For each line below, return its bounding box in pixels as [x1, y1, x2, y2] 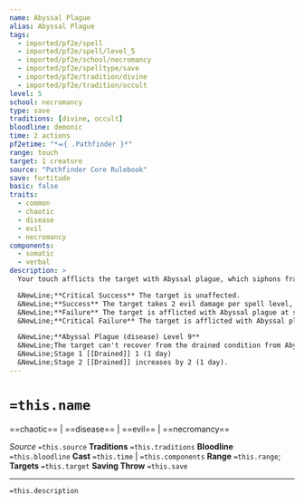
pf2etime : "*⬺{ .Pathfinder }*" [9, 140, 133, 149]
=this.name [9, 396, 91, 413]
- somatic [17, 249, 54, 258]
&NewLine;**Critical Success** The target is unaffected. [17, 291, 242, 300]
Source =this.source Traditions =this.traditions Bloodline [9, 441, 233, 451]
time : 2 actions [9, 131, 71, 141]
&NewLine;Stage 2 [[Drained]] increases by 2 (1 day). [17, 358, 229, 367]
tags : [9, 30, 30, 39]
